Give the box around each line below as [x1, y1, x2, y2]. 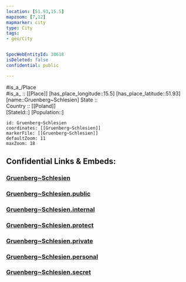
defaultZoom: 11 [6, 135, 46, 141]
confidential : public [6, 62, 59, 68]
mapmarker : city [6, 19, 46, 25]
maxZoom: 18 [6, 140, 35, 147]
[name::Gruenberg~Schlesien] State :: [6, 96, 98, 103]
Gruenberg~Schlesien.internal [6, 205, 95, 213]
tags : [6, 30, 19, 36]
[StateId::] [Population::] [6, 108, 64, 115]
